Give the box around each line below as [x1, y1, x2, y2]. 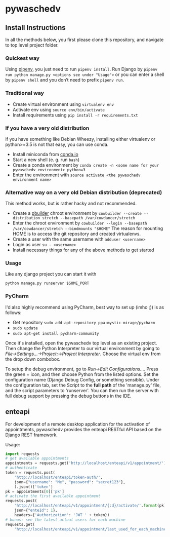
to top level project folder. [5, 42, 59, 48]
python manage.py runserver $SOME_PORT [5, 281, 90, 286]
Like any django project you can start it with [5, 271, 97, 277]
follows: [5, 310, 22, 316]
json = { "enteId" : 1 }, [14, 508, 58, 513]
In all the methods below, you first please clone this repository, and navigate [5, 36, 164, 43]
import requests [5, 451, 39, 456]
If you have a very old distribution [5, 125, 90, 132]
